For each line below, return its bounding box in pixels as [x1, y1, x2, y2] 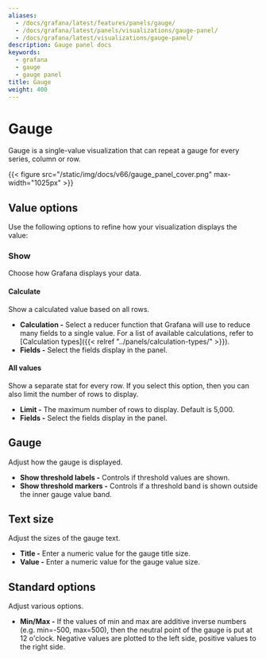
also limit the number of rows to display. [8, 389, 139, 399]
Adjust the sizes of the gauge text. [8, 534, 121, 543]
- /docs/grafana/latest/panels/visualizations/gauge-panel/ [15, 26, 218, 34]
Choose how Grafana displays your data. [8, 268, 141, 278]
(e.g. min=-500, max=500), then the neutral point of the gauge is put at [19, 625, 253, 635]
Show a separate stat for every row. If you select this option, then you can [8, 380, 250, 390]
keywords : [8, 48, 41, 56]
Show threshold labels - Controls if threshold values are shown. [19, 472, 230, 482]
